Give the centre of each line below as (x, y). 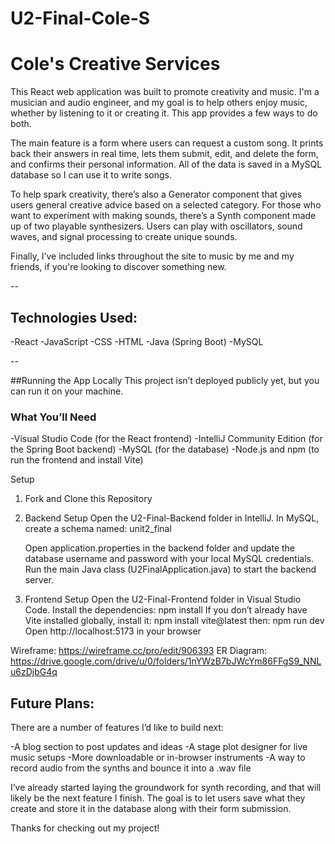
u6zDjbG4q (34, 672)
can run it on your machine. (67, 391)
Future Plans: (52, 703)
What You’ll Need (53, 417)
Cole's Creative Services (115, 64)
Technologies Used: (74, 317)
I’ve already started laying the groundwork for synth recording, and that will (166, 788)
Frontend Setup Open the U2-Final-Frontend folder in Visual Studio (163, 599)
